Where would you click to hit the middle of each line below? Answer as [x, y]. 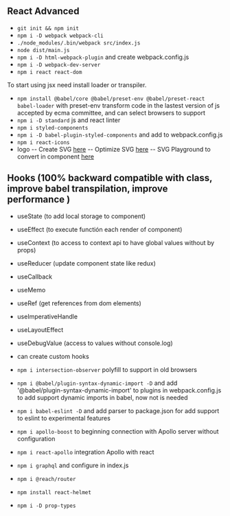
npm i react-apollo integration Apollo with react [85, 451]
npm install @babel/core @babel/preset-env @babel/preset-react [111, 99]
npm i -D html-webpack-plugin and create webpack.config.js [103, 57]
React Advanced [43, 11]
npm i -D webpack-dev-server [59, 64]
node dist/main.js [43, 50]
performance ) [39, 199]
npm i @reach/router [46, 479]
